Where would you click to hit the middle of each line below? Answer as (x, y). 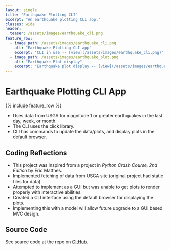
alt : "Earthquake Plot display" (48, 62)
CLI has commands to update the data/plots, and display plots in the (83, 132)
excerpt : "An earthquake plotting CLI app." (53, 19)
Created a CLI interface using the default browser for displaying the (83, 197)
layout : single (21, 10)
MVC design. (26, 213)
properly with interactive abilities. (47, 192)
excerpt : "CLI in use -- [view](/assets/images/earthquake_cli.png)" (89, 52)
